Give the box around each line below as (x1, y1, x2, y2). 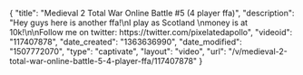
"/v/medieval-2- (228, 46, 288, 57)
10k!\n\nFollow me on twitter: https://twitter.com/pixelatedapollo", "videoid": (9, 27, 293, 37)
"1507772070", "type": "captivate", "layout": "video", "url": (9, 46, 227, 57)
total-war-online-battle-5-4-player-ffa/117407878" (9, 56, 198, 66)
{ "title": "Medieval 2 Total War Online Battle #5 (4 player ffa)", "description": (9, 8, 295, 18)
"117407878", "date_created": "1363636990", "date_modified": (9, 36, 242, 47)
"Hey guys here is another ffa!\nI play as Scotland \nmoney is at (9, 17, 248, 28)
